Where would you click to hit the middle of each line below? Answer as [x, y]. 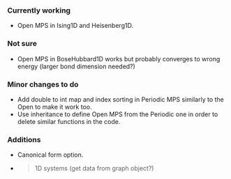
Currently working [39, 10]
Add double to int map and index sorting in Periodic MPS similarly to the [121, 99]
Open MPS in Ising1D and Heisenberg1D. [75, 26]
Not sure [22, 44]
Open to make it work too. [54, 107]
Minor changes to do [43, 84]
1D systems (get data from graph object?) [94, 169]
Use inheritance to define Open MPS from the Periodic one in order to [118, 114]
